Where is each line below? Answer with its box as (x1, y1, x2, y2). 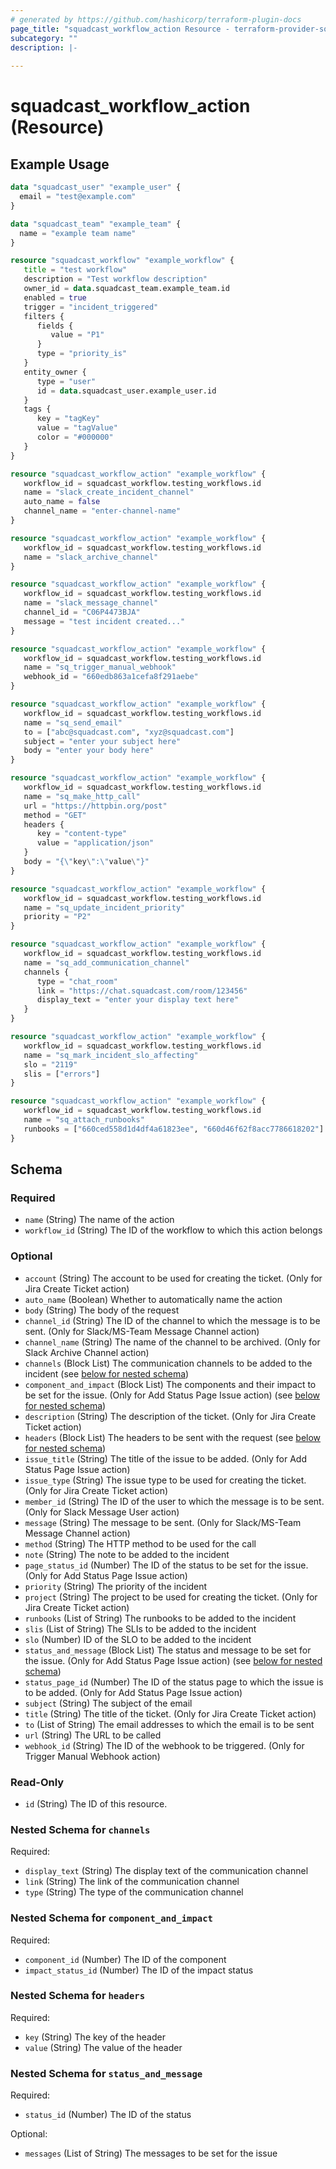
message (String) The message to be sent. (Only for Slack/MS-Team (24, 1516, 302, 1528)
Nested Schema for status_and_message (10, 2066, 203, 2080)
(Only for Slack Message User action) (24, 1506, 180, 1518)
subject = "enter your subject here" (23, 736, 182, 746)
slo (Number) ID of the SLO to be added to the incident (24, 1633, 252, 1645)
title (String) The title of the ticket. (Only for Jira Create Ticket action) (24, 1707, 317, 1720)
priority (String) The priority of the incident (24, 1580, 208, 1592)
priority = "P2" (23, 912, 92, 922)
